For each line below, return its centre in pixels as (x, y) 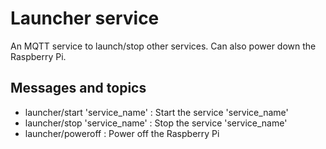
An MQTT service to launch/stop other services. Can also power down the (163, 46)
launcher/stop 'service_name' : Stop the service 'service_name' (156, 123)
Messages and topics (78, 88)
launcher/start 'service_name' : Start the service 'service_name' (156, 112)
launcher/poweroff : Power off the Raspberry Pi (122, 133)
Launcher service (85, 18)
